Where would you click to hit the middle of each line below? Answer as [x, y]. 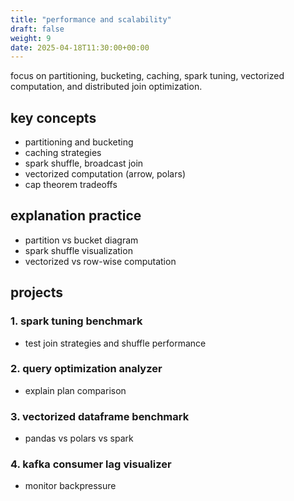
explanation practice [76, 216]
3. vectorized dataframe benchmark [100, 416]
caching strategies [63, 153]
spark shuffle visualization [78, 250]
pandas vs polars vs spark [79, 438]
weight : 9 [31, 38]
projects [37, 292]
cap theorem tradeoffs [71, 185]
